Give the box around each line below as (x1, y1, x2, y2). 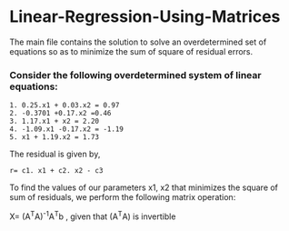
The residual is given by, (9, 148, 101, 160)
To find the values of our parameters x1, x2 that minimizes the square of (9, 182, 279, 193)
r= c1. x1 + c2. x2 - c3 (9, 166, 104, 176)
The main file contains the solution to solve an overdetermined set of (9, 36, 267, 47)
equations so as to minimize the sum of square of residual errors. (9, 45, 254, 56)
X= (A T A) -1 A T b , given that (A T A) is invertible (9, 209, 176, 222)
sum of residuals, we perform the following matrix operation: (9, 192, 236, 203)
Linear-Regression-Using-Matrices (9, 6, 281, 27)
